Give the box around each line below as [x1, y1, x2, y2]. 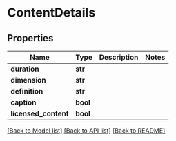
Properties [7, 32, 54, 44]
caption [10, 98, 37, 107]
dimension [10, 76, 46, 85]
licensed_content [10, 109, 69, 118]
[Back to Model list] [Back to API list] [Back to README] [7, 127, 166, 135]
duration [10, 64, 39, 74]
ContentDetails [7, 5, 96, 21]
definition [10, 87, 43, 96]
